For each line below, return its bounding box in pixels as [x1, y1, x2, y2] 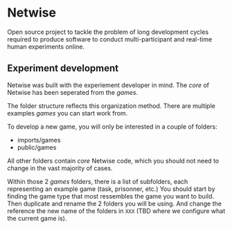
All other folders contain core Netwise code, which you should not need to [7, 156, 220, 165]
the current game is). [7, 214, 67, 222]
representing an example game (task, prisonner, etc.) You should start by [7, 185, 216, 193]
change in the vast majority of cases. [7, 164, 113, 172]
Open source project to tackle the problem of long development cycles [7, 28, 209, 36]
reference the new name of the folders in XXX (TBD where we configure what [7, 206, 226, 215]
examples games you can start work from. [7, 109, 128, 117]
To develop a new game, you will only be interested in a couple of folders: [7, 122, 217, 131]
